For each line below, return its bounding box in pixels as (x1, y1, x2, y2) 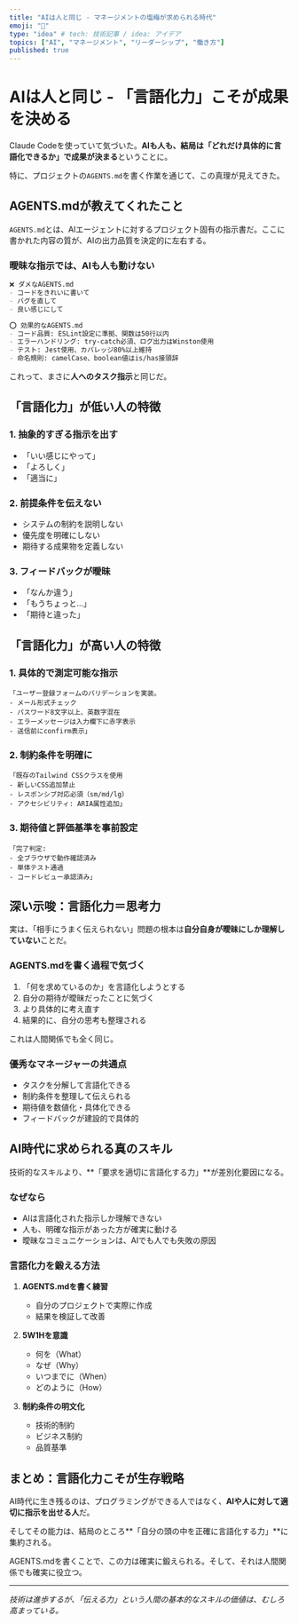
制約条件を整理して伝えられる (21, 1091, 131, 1102)
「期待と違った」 (21, 609, 85, 620)
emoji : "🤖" (9, 21, 50, 30)
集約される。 (9, 1537, 56, 1548)
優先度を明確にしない (21, 530, 100, 541)
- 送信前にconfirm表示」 (9, 727, 91, 736)
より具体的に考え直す (21, 1003, 100, 1014)
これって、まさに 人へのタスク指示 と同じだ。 (9, 371, 172, 382)
